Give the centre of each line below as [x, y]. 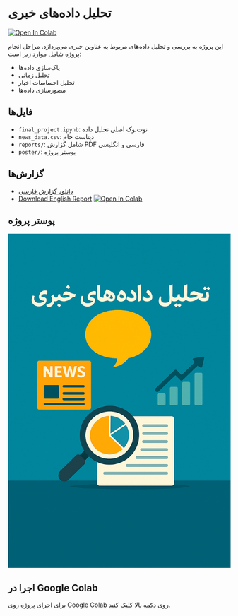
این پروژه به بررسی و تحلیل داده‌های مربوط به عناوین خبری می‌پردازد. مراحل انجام [116, 46]
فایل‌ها [20, 112]
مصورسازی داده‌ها [42, 90]
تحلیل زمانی [34, 75]
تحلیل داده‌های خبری [60, 13]
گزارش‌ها [26, 174]
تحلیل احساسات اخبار [46, 82]
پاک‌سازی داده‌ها [39, 67]
